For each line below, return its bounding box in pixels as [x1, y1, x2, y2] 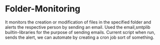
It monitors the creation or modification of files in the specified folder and [5, 19, 151, 25]
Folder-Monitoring [5, 3, 80, 14]
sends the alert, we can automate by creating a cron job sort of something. [5, 34, 154, 40]
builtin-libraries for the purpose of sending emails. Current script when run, [5, 29, 156, 35]
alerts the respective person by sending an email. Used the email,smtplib [5, 24, 151, 30]
